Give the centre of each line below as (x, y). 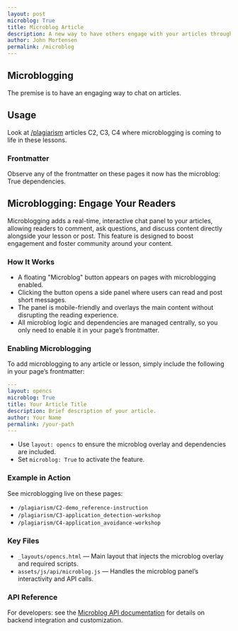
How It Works (31, 261)
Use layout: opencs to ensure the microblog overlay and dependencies (122, 444)
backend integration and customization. (65, 620)
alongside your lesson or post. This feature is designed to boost (100, 236)
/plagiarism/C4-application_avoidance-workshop (89, 523)
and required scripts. (48, 563)
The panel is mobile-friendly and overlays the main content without (115, 308)
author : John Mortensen (42, 41)
